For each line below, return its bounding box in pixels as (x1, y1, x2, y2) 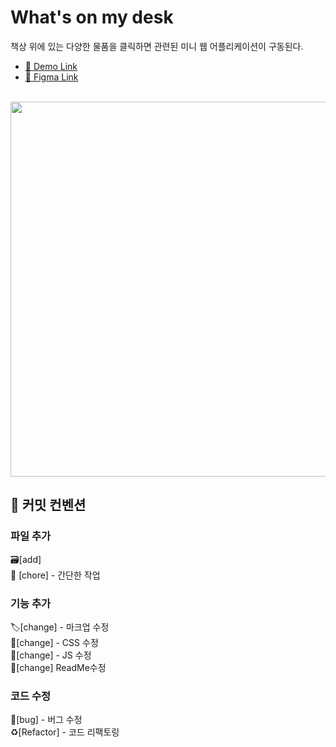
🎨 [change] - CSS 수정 (10, 636, 99, 648)
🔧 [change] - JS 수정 (10, 649, 92, 661)
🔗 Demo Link (24, 60, 78, 72)
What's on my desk (10, 6, 174, 29)
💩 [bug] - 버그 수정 (10, 714, 83, 726)
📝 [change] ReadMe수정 (10, 661, 107, 673)
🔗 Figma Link (24, 71, 79, 83)
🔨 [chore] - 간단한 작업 (10, 569, 101, 581)
